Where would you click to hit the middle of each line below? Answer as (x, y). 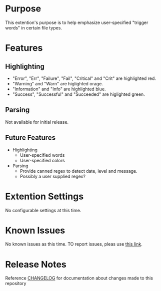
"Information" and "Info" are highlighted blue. (59, 89)
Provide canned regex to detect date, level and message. (78, 171)
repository (16, 284)
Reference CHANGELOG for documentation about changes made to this (79, 278)
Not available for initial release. (37, 122)
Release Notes (36, 264)
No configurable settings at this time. (43, 210)
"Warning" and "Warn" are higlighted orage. (58, 83)
